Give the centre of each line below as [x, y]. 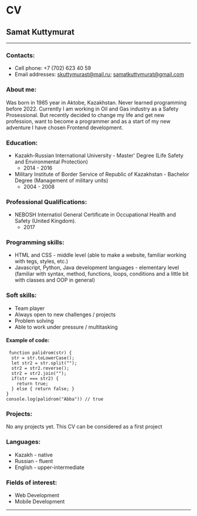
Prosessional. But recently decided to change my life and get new [85, 115]
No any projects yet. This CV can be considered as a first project [84, 427]
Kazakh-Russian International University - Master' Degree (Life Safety [99, 155]
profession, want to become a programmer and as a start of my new [89, 121]
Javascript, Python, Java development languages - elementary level [97, 267]
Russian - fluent [34, 461]
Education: [22, 143]
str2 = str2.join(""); [39, 373]
